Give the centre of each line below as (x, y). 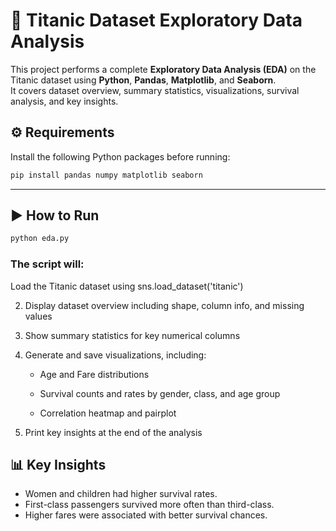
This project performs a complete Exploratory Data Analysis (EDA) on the (163, 69)
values (38, 316)
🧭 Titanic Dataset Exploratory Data (156, 20)
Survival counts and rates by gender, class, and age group (160, 393)
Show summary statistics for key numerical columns (132, 335)
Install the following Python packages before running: (120, 156)
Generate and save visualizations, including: (115, 355)
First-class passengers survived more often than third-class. (149, 505)
